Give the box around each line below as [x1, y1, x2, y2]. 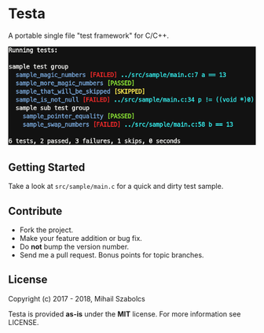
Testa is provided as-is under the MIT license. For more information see [8, 309, 241, 319]
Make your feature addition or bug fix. [19, 234, 143, 243]
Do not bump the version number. [19, 242, 130, 252]
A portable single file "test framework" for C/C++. [8, 31, 169, 40]
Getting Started [8, 161, 86, 174]
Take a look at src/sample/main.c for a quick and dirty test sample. [8, 182, 224, 191]
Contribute [8, 204, 63, 217]
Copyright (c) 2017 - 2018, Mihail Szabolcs [8, 294, 145, 303]
